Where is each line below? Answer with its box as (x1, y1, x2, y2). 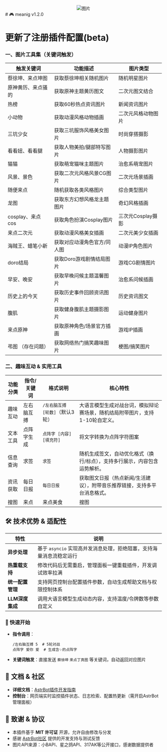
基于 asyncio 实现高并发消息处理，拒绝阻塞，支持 (37, 545, 153, 552)
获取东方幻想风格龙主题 (54, 196, 109, 203)
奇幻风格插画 (118, 200, 149, 207)
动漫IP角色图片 (118, 243, 153, 250)
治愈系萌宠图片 (118, 161, 154, 167)
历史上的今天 (7, 293, 38, 300)
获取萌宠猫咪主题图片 (54, 161, 104, 167)
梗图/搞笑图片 (118, 343, 151, 350)
